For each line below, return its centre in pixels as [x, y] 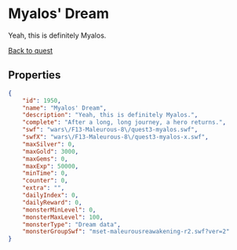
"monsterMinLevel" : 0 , [59, 210]
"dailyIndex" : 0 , [51, 195]
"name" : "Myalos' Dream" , [65, 108]
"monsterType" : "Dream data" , [72, 224]
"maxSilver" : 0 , [49, 144]
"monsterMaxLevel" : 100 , [63, 217]
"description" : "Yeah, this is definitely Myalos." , [110, 115]
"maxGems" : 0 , [45, 159]
